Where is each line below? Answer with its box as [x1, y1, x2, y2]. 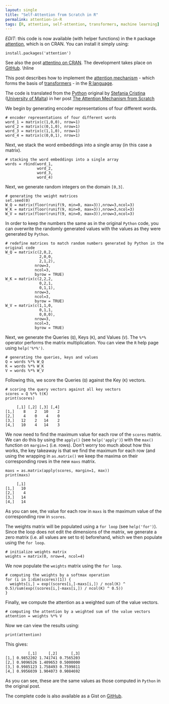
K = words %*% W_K [5, 364, 44, 369]
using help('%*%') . [5, 345, 45, 351]
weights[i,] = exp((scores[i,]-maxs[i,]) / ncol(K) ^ [10, 582, 125, 587]
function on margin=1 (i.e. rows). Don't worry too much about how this [5, 442, 151, 449]
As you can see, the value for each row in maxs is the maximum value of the [5, 508, 162, 515]
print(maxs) [5, 473, 30, 478]
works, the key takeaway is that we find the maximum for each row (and [5, 447, 155, 454]
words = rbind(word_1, [5, 162, 53, 167]
